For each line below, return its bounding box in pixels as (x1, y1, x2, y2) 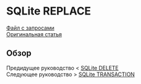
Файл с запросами (6, 24, 54, 31)
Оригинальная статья (6, 30, 62, 37)
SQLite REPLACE (6, 4, 91, 18)
